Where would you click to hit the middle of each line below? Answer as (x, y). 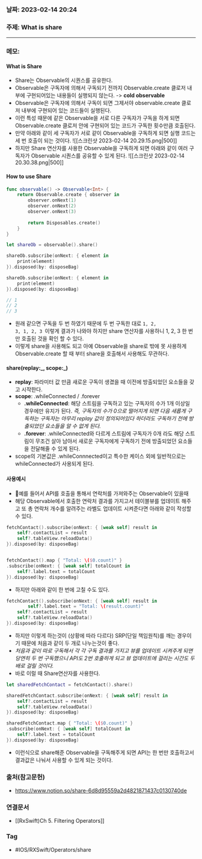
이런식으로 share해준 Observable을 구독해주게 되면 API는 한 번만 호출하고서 (104, 752)
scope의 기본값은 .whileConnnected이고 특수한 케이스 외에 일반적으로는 (100, 456)
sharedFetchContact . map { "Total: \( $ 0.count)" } (70, 723)
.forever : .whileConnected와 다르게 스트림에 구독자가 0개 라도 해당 (104, 434)
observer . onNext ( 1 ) (52, 200)
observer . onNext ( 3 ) (52, 212)
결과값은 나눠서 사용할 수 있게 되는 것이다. (64, 760)
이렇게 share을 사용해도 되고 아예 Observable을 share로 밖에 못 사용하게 (101, 346)
